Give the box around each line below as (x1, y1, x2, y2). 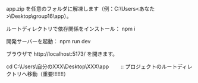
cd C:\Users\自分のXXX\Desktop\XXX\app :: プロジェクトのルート (6, 63, 177, 70)
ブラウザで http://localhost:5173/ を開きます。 (6, 50, 118, 58)
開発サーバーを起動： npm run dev (6, 38, 91, 44)
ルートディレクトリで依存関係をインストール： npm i (6, 25, 136, 32)
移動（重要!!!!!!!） (26, 71, 70, 77)
